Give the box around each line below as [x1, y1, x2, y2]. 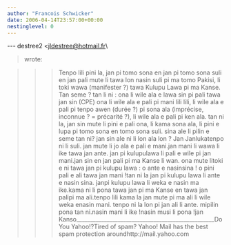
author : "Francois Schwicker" [7, 10, 94, 17]
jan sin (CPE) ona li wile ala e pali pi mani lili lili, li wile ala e [58, 98, 224, 106]
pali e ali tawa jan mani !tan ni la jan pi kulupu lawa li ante [58, 171, 221, 179]
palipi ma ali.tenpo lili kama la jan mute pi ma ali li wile [58, 193, 211, 202]
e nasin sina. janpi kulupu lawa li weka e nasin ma [58, 179, 199, 187]
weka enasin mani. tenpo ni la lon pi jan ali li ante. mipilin [58, 201, 219, 209]
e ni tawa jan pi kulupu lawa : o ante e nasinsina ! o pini [58, 164, 215, 173]
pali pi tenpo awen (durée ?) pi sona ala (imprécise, [58, 105, 204, 114]
